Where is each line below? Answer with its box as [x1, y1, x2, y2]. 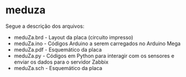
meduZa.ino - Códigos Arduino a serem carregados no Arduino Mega [13, 40, 181, 47]
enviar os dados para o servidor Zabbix [13, 58, 109, 65]
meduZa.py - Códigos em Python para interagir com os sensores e [13, 52, 174, 59]
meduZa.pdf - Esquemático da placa [13, 46, 102, 53]
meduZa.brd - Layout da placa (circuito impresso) [13, 34, 134, 41]
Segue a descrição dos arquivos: [5, 23, 85, 30]
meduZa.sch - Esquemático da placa [13, 64, 103, 71]
